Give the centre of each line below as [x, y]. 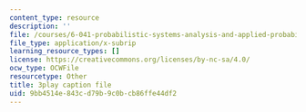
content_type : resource [55, 18]
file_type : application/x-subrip [73, 43]
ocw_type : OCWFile [44, 69]
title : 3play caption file [61, 85]
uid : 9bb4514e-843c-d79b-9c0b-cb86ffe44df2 [93, 93]
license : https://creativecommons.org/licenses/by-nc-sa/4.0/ [130, 60]
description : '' [40, 26]
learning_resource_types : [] [65, 51]
